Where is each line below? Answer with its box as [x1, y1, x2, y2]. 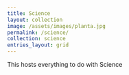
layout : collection [7, 16, 63, 23]
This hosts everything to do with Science [7, 61, 123, 68]
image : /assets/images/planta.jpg [7, 22, 106, 29]
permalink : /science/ [7, 29, 69, 36]
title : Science [7, 10, 51, 17]
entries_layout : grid [7, 42, 69, 48]
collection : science [7, 35, 67, 42]
